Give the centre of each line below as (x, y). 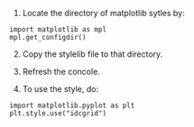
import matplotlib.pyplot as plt (72, 105)
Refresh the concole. (61, 72)
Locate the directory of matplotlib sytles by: (103, 13)
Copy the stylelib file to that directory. (92, 54)
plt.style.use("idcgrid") (58, 113)
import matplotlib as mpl (58, 30)
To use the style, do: (60, 89)
